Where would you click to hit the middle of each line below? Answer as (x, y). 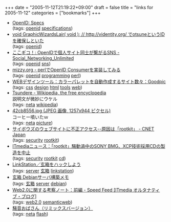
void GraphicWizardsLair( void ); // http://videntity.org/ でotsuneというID (88, 34)
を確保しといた (28, 41)
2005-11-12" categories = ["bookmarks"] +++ (53, 13)
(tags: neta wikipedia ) (35, 105)
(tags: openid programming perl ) (47, 75)
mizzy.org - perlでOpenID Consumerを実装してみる (66, 70)
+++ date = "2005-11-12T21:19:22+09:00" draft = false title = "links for (79, 7)
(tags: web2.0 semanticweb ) (42, 202)
